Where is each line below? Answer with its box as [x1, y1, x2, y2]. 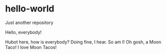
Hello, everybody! [5, 29, 42, 35]
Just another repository [5, 19, 54, 25]
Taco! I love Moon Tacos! [5, 44, 57, 50]
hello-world [5, 3, 55, 14]
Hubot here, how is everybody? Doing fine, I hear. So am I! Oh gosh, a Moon [5, 38, 162, 45]
